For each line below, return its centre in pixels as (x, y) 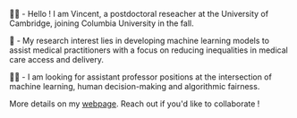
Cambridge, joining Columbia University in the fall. (102, 23)
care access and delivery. (57, 59)
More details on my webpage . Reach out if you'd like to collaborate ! (135, 104)
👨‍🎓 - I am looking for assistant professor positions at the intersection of (141, 77)
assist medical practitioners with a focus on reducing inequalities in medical (148, 50)
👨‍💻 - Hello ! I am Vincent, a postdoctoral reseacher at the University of (139, 14)
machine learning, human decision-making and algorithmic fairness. (135, 86)
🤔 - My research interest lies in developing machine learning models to (140, 41)
